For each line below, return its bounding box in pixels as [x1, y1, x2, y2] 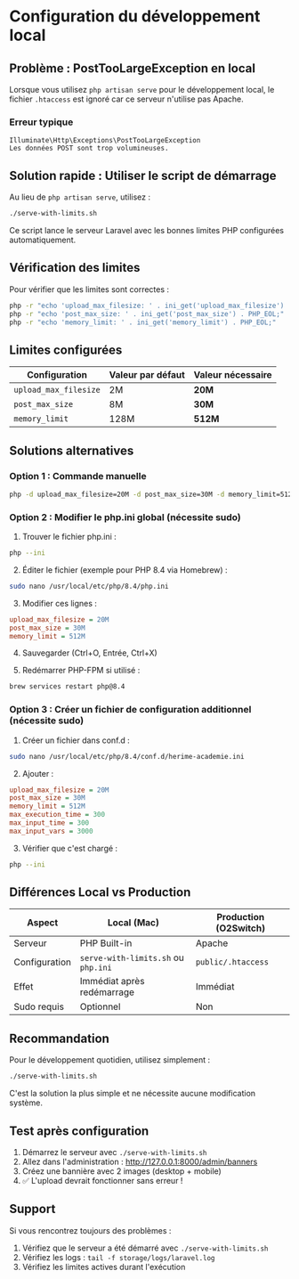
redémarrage [79, 986, 135, 998]
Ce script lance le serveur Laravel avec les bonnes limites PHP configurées [9, 224, 285, 235]
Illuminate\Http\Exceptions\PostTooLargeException [9, 136, 201, 145]
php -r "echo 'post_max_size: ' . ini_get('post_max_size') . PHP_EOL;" [9, 309, 285, 318]
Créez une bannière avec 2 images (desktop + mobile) [21, 1165, 222, 1177]
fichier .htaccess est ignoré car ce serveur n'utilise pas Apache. [9, 94, 245, 104]
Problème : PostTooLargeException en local [9, 61, 256, 76]
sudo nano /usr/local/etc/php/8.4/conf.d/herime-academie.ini [9, 752, 245, 761]
